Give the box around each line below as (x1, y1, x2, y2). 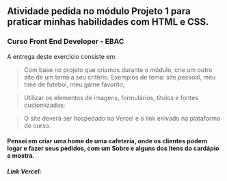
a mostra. (7, 152, 36, 160)
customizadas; (23, 101, 66, 109)
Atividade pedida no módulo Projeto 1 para (7, 5, 191, 17)
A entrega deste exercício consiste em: (7, 52, 118, 60)
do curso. (23, 121, 51, 130)
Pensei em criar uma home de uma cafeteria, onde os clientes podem (7, 137, 207, 145)
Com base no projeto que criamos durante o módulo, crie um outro (23, 65, 213, 74)
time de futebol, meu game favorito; (23, 80, 125, 88)
